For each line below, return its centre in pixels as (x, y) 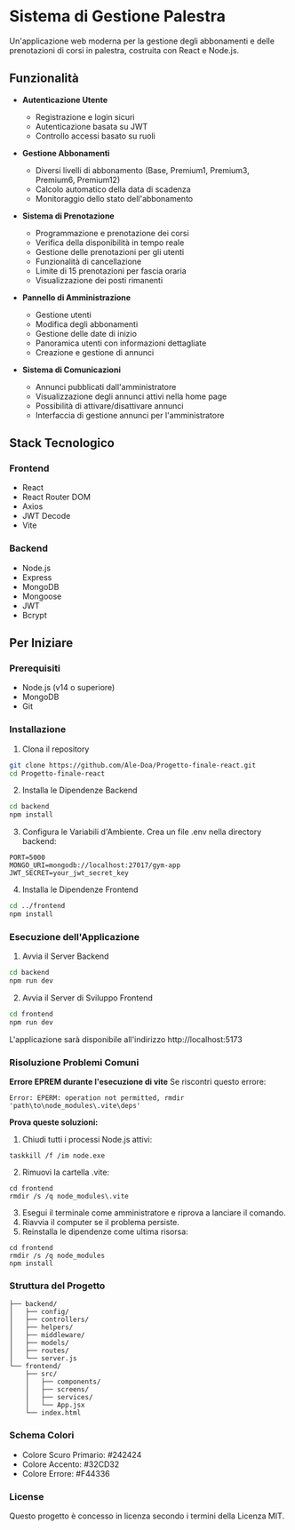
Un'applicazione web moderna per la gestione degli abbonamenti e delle (142, 41)
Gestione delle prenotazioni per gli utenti (110, 251)
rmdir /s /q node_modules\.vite (69, 1197)
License (27, 1496)
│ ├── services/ (59, 1398)
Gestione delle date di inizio (86, 333)
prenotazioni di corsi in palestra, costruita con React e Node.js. (124, 50)
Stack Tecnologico (62, 443)
